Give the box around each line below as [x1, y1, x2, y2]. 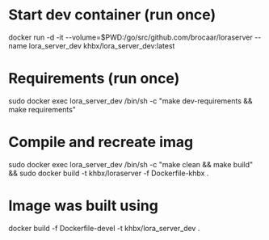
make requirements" [8, 104, 77, 114]
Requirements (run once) [8, 69, 180, 88]
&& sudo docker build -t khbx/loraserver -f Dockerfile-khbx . [8, 168, 209, 178]
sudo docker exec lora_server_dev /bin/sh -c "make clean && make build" [8, 159, 254, 169]
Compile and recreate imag [8, 133, 194, 151]
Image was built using [8, 196, 159, 215]
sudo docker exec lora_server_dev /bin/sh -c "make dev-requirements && [8, 95, 253, 106]
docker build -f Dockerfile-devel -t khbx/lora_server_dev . [8, 223, 200, 233]
